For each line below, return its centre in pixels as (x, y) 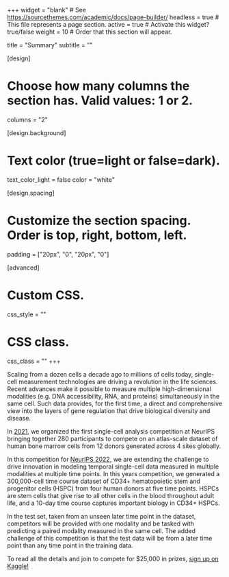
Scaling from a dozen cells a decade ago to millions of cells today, (100, 374)
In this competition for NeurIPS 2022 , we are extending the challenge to (108, 459)
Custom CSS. (45, 295)
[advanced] (23, 268)
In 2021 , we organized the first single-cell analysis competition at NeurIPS (111, 431)
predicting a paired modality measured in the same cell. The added (102, 530)
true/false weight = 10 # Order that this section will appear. (90, 32)
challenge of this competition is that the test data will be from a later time (110, 538)
